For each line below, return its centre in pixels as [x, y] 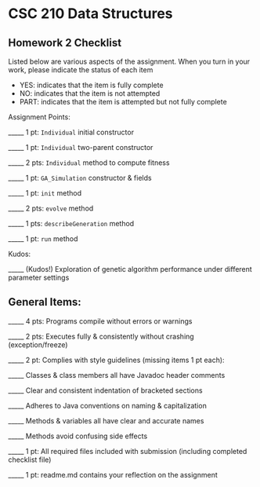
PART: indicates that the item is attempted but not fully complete [123, 102]
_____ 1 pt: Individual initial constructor [71, 132]
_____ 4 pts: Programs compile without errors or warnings [100, 321]
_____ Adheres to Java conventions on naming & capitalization [108, 405]
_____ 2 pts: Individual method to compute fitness [89, 163]
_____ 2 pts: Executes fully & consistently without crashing [101, 336]
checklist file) [30, 460]
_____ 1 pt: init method [45, 193]
